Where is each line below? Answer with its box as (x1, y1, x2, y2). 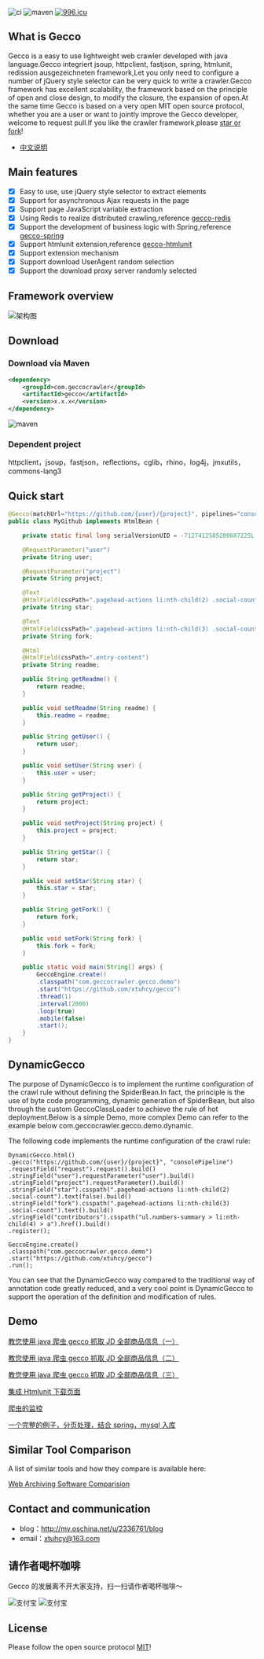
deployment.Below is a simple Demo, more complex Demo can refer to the (8, 1113, 249, 1122)
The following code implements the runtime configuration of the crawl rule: (8, 1136, 251, 1146)
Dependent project (8, 439, 82, 450)
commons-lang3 (8, 466, 62, 476)
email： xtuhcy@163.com (19, 1534, 101, 1543)
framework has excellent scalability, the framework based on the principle (8, 84, 247, 94)
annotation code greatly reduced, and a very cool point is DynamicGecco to (8, 1283, 254, 1293)
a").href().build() (46, 1219, 111, 1228)
